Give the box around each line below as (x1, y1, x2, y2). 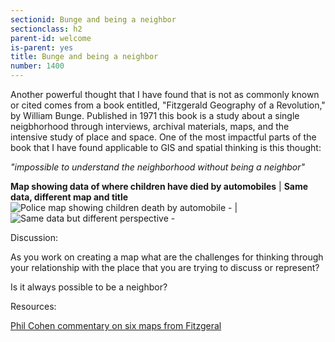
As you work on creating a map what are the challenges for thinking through (10, 251, 324, 263)
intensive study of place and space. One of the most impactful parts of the (10, 131, 317, 143)
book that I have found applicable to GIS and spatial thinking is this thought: (10, 142, 322, 153)
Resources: (10, 301, 57, 312)
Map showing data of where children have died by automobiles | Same (10, 181, 309, 192)
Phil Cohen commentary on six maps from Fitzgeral (10, 320, 222, 331)
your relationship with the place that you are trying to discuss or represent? (10, 262, 320, 273)
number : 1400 (10, 61, 65, 71)
